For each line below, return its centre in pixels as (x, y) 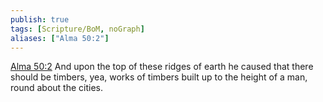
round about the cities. (57, 88)
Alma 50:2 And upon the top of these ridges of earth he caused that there (162, 67)
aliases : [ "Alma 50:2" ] (60, 38)
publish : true (40, 19)
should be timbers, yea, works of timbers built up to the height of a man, (159, 77)
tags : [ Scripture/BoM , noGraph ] (77, 29)
